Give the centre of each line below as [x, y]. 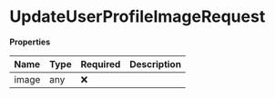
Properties [30, 42]
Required [101, 64]
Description [155, 64]
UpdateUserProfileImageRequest [137, 17]
